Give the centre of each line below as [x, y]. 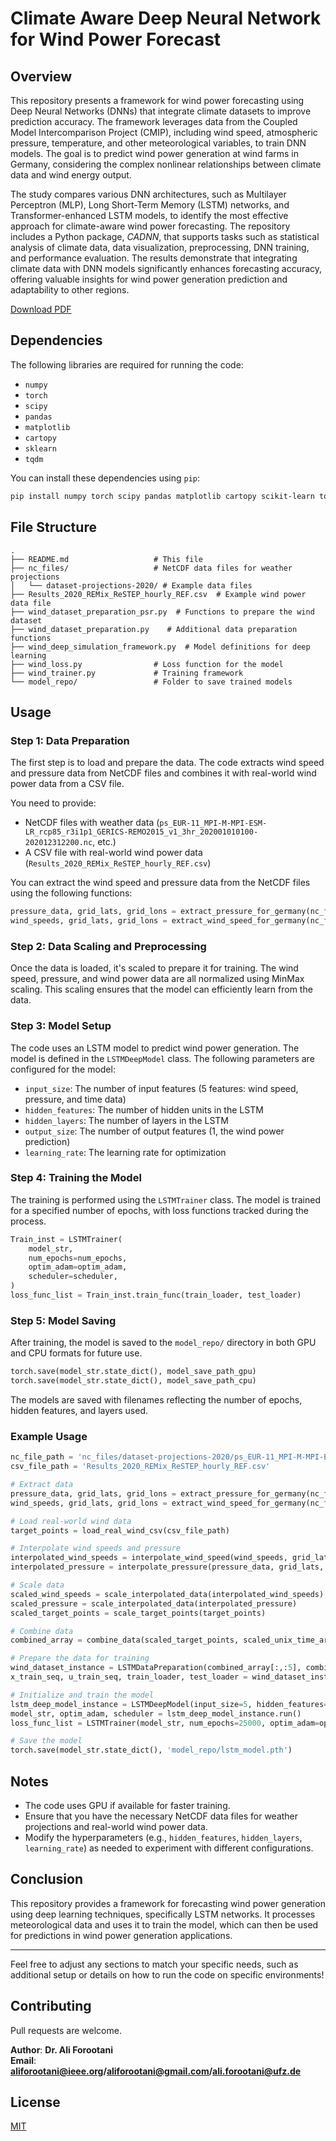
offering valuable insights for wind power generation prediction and [149, 279]
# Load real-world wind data [71, 1521]
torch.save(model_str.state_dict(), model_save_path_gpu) [133, 1372]
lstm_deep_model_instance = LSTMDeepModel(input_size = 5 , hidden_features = [169, 1704]
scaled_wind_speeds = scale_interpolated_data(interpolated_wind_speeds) [167, 1594]
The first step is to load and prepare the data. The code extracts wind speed [167, 763]
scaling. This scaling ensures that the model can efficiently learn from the [161, 989]
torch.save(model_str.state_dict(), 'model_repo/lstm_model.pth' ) [151, 1750]
